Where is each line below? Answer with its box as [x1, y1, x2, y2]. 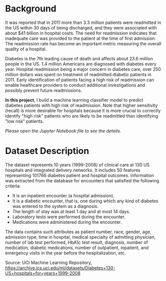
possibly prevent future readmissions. [5, 87, 83, 93]
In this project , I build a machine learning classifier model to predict [5, 97, 144, 103]
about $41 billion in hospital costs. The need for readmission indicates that [5, 30, 157, 36]
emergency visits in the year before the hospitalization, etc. [5, 250, 126, 256]
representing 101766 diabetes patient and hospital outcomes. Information [5, 172, 155, 178]
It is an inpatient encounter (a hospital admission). [12, 192, 115, 198]
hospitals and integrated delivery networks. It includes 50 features [5, 167, 141, 173]
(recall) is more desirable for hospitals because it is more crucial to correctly [5, 108, 161, 114]
